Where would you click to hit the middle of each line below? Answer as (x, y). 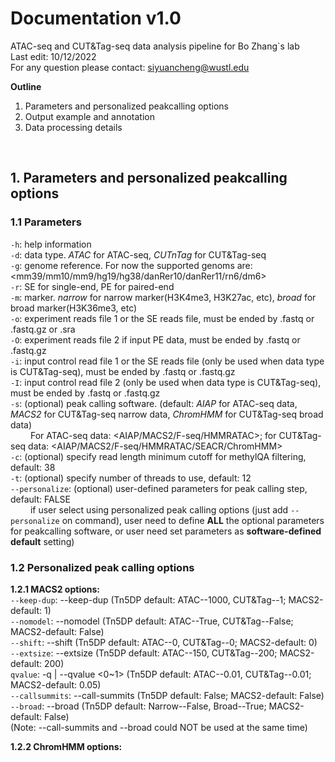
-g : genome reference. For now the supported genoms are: (131, 265)
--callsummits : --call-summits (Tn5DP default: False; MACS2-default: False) (167, 695)
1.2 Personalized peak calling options (102, 567)
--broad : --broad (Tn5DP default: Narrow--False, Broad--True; (138, 706)
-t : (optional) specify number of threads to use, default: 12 (131, 478)
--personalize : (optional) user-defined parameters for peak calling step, (159, 488)
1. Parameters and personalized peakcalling (149, 178)
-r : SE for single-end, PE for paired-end (92, 286)
